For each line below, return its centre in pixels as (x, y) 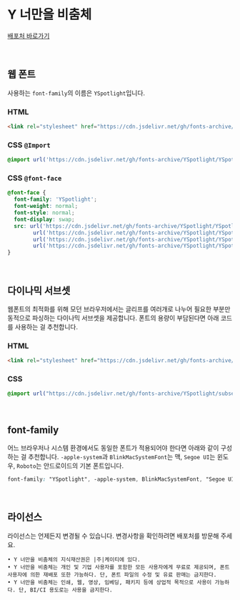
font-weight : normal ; (46, 206)
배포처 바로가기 (29, 36)
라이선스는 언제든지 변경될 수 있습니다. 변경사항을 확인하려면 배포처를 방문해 (113, 536)
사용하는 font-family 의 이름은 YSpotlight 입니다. (76, 93)
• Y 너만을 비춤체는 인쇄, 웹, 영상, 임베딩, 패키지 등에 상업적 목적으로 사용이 (110, 582)
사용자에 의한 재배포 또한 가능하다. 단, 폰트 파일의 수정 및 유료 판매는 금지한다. (112, 575)
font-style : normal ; (44, 213)
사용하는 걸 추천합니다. (46, 326)
